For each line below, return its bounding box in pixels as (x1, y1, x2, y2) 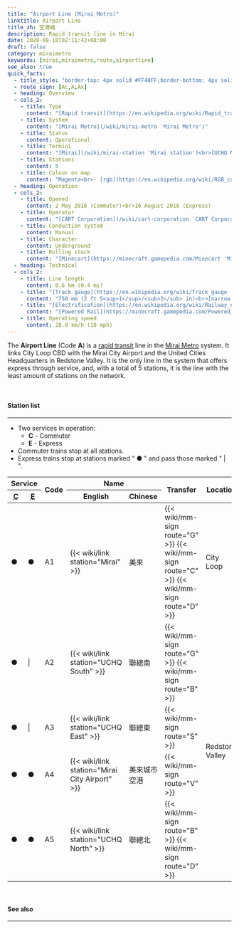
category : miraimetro (7, 51, 72, 58)
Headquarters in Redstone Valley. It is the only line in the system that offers (7, 356, 228, 364)
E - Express (28, 439, 63, 447)
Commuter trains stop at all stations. (17, 446, 124, 455)
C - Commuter (28, 431, 71, 440)
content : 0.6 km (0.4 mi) (26, 282, 103, 289)
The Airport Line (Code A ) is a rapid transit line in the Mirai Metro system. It (7, 341, 230, 350)
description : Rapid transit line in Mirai (7, 30, 135, 38)
